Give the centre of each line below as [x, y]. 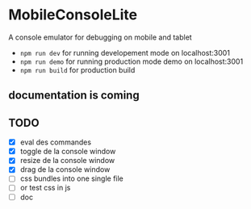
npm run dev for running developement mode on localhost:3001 [125, 52]
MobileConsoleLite [73, 15]
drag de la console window [65, 169]
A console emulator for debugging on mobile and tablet [100, 37]
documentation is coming [74, 96]
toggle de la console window [68, 152]
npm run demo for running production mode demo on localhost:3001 [132, 61]
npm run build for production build [77, 69]
